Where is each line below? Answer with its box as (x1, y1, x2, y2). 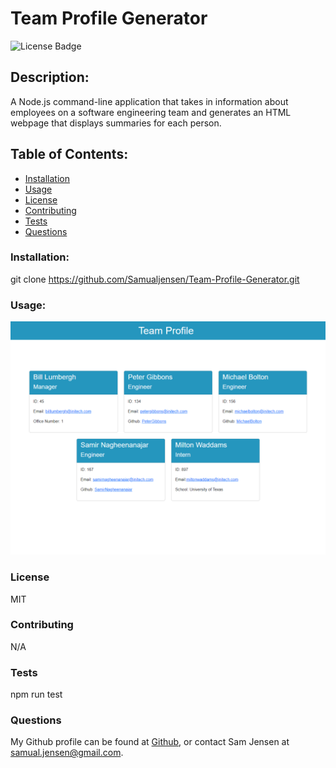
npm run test (10, 688, 63, 701)
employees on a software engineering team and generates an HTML (10, 106, 292, 118)
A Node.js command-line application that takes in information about (10, 95, 289, 107)
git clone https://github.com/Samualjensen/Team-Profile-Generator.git (10, 273, 300, 285)
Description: (10, 69, 90, 86)
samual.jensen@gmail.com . (10, 747, 124, 759)
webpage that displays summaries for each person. (10, 117, 222, 129)
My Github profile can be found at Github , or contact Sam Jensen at (10, 736, 290, 748)
